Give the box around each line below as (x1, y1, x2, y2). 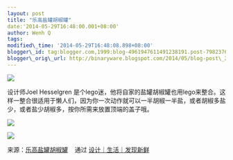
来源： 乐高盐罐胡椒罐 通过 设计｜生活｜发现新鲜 (7, 146, 150, 154)
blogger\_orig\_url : (7, 55, 67, 62)
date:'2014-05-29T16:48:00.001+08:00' (7, 23, 119, 30)
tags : (7, 36, 23, 43)
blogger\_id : (7, 49, 45, 56)
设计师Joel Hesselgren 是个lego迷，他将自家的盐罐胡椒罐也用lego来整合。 (7, 88, 220, 96)
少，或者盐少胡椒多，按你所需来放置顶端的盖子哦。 (7, 105, 153, 113)
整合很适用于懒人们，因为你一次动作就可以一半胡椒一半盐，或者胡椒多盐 (19, 96, 226, 104)
